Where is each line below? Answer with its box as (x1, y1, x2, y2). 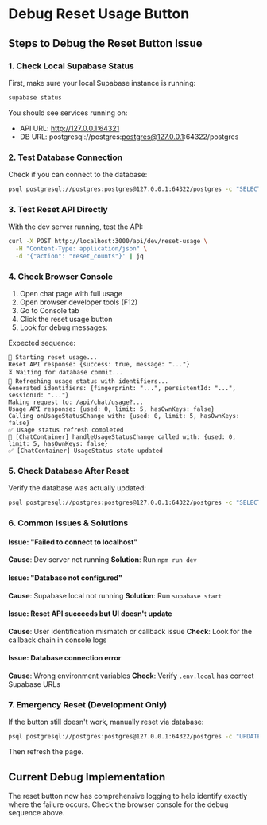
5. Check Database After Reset (8, 466, 130, 477)
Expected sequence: (8, 339, 75, 348)
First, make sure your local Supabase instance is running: (8, 78, 196, 87)
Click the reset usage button (19, 315, 113, 324)
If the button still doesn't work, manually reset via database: (8, 717, 204, 727)
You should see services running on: (8, 108, 128, 118)
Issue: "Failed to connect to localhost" (8, 537, 138, 547)
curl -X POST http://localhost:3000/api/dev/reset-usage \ (8, 238, 208, 246)
